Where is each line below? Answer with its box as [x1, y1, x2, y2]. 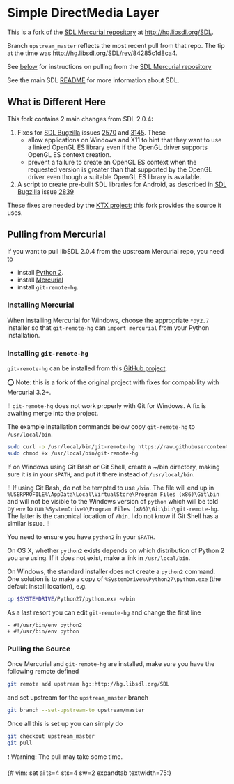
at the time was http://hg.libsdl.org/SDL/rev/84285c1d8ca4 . [7, 49, 178, 57]
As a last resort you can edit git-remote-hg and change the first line [7, 608, 201, 617]
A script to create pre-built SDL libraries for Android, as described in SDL [17, 180, 227, 188]
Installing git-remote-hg [7, 348, 89, 358]
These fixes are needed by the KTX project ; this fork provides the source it [7, 201, 221, 209]
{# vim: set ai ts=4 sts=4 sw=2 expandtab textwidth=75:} [7, 769, 172, 777]
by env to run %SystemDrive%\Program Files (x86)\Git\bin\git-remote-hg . [7, 504, 219, 513]
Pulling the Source [7, 644, 71, 654]
